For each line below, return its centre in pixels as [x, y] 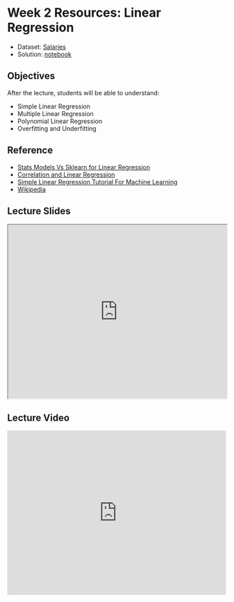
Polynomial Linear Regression [60, 121]
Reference [30, 150]
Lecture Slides [39, 211]
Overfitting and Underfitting [57, 128]
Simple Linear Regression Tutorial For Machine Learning [98, 181]
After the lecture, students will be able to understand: [83, 92]
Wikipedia [32, 189]
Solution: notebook [44, 54]
